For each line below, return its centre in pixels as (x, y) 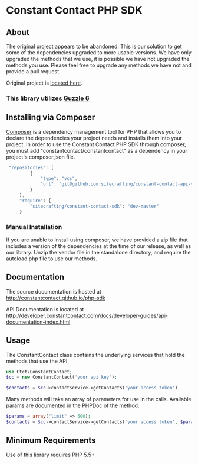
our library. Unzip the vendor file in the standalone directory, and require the (98, 252)
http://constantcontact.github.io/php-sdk (56, 298)
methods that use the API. (37, 361)
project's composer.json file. (41, 157)
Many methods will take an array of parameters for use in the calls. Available (99, 399)
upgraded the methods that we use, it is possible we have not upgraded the (98, 59)
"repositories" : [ (31, 167)
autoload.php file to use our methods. (52, 259)
